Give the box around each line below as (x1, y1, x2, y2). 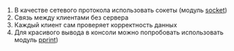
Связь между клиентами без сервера (13, 13, 129, 22)
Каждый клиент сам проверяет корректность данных (13, 21, 177, 29)
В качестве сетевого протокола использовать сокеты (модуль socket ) (13, 6, 228, 14)
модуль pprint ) (13, 36, 59, 44)
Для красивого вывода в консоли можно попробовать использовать (13, 28, 224, 36)
